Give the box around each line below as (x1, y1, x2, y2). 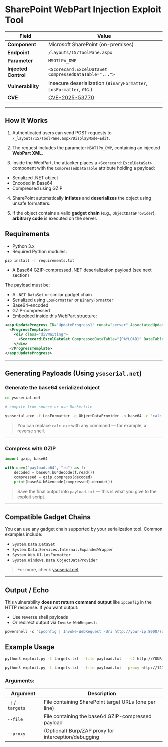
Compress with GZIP (5, 445, 56, 452)
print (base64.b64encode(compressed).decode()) (14, 479, 113, 484)
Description (87, 690, 116, 697)
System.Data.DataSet (12, 542, 55, 547)
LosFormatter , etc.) (48, 86, 93, 93)
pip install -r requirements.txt (5, 258, 75, 263)
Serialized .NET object (12, 174, 58, 181)
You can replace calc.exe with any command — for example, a (17, 422, 147, 428)
